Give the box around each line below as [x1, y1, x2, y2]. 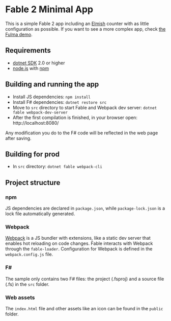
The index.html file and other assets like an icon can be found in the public [5, 305, 163, 311]
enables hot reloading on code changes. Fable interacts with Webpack [5, 240, 153, 246]
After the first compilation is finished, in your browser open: [12, 114, 137, 121]
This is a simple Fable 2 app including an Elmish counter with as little [5, 20, 149, 27]
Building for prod [5, 150, 60, 158]
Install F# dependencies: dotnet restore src [12, 99, 107, 105]
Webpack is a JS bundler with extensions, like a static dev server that [5, 235, 151, 241]
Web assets [5, 294, 35, 301]
